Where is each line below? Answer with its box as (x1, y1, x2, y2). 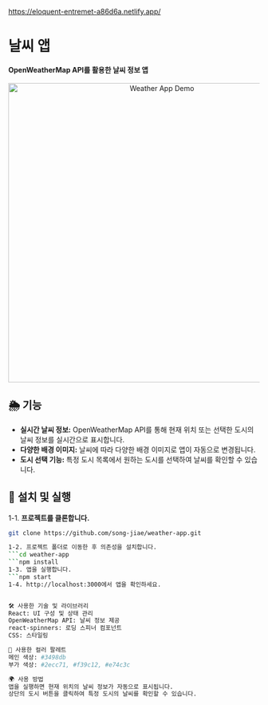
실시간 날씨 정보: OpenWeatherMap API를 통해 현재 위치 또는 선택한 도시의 (19, 425, 254, 434)
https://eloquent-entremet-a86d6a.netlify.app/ (8, 7, 161, 16)
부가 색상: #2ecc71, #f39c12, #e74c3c (8, 660, 131, 669)
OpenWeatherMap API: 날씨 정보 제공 (8, 616, 120, 625)
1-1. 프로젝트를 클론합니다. (8, 513, 90, 522)
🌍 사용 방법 (8, 675, 44, 683)
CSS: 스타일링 (8, 632, 49, 640)
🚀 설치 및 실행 (8, 490, 72, 504)
